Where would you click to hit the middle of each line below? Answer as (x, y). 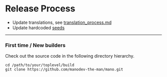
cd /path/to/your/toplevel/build (40, 65)
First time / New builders (35, 45)
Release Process (40, 9)
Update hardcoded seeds (38, 27)
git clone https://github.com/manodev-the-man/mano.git (64, 70)
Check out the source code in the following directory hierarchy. (70, 56)
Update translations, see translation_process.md (62, 22)
